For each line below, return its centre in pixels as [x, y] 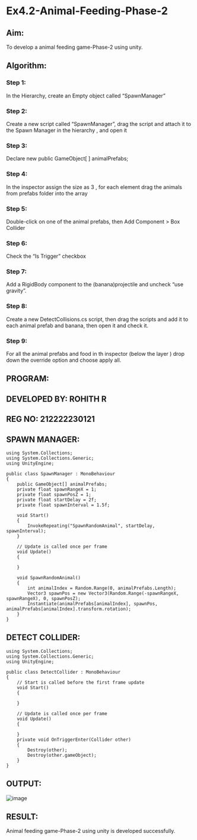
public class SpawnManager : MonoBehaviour [61, 474]
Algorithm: [26, 66]
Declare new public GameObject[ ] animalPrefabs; [67, 159]
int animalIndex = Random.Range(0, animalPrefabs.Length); [102, 588]
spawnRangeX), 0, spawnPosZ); [44, 599]
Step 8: [17, 306]
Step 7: [16, 271]
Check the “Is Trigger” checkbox [46, 256]
